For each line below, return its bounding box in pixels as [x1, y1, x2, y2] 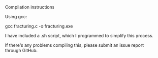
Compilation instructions [5, 4, 55, 10]
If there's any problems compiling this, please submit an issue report [5, 42, 144, 48]
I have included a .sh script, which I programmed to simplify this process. [5, 33, 154, 38]
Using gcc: [5, 14, 27, 19]
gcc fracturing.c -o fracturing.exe [5, 23, 73, 29]
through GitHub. [5, 48, 38, 53]
